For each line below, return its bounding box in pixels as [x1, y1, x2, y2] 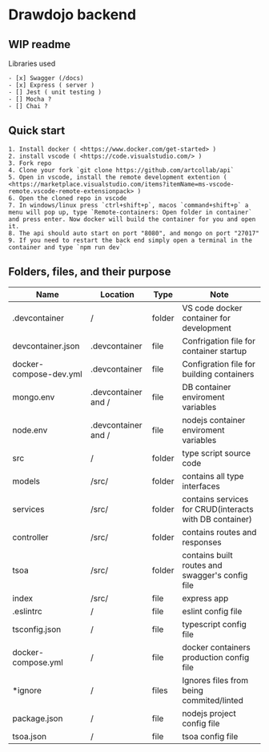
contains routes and [182, 526, 257, 537]
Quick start [8, 124, 66, 138]
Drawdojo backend [8, 6, 137, 24]
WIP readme [8, 38, 71, 51]
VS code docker [182, 302, 243, 313]
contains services [182, 493, 249, 505]
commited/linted [182, 694, 244, 706]
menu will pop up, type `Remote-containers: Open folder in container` [8, 208, 252, 216]
